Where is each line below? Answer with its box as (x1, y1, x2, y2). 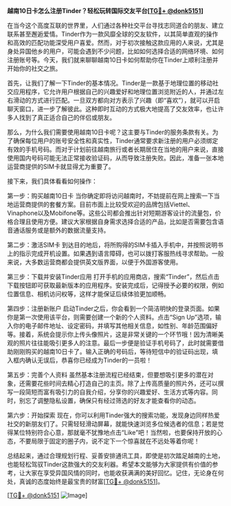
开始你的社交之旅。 (7, 65, 62, 72)
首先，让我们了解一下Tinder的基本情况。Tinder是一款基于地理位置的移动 (7, 79, 213, 87)
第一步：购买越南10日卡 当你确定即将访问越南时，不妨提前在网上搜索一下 (7, 192, 214, 200)
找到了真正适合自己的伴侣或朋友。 (19, 114, 115, 121)
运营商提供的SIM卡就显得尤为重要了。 (7, 162, 115, 171)
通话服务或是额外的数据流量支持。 (12, 226, 110, 234)
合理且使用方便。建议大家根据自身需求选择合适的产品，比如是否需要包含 (12, 218, 218, 226)
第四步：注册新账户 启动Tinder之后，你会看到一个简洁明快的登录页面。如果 (7, 304, 220, 313)
